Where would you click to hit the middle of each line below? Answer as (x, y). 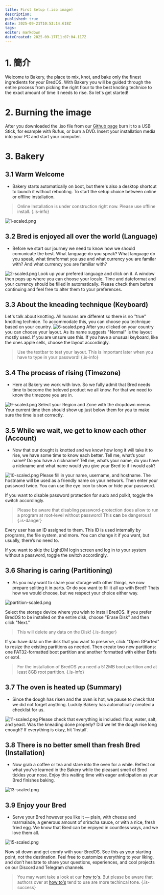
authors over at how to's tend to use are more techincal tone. (79, 882)
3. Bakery (25, 156)
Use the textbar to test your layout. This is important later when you (85, 352)
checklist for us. (28, 710)
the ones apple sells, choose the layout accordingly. (58, 343)
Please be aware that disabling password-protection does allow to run (88, 510)
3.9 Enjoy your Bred (36, 805)
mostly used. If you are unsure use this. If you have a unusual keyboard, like (82, 337)
